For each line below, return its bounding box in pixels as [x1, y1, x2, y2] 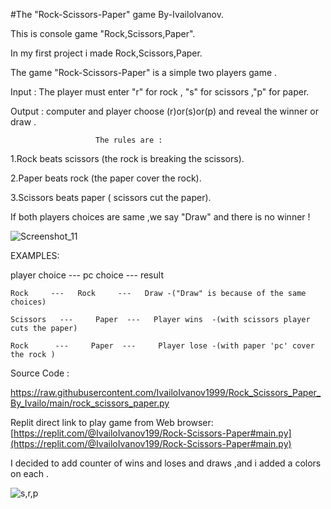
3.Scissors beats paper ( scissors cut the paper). [10, 192, 212, 203]
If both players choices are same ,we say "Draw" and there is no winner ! [10, 211, 311, 223]
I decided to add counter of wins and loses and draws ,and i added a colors [10, 457, 322, 469]
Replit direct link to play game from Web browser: [10, 417, 214, 428]
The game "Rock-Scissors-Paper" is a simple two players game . [10, 67, 278, 78]
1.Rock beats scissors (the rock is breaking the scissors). [10, 153, 245, 164]
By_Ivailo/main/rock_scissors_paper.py [10, 397, 170, 409]
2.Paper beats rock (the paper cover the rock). [10, 172, 202, 184]
